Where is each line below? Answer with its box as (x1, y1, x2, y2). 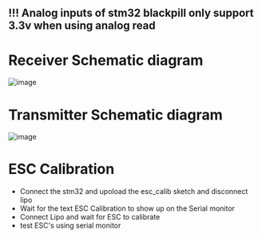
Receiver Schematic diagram (8, 51, 204, 69)
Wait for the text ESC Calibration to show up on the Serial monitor (19, 204, 236, 213)
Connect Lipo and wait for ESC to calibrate (19, 212, 161, 222)
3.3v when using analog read (8, 19, 156, 33)
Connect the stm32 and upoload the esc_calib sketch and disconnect (19, 187, 248, 196)
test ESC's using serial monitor (19, 220, 121, 231)
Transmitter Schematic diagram (8, 106, 223, 123)
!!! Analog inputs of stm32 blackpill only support (8, 6, 254, 20)
